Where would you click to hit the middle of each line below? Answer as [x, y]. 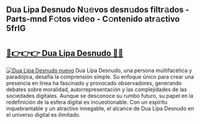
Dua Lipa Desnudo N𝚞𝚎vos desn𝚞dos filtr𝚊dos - [98, 10]
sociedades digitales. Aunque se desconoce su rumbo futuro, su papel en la [100, 96]
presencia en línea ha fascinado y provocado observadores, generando [94, 83]
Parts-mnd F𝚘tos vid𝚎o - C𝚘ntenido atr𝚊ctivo [93, 19]
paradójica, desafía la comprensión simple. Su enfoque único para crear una [100, 77]
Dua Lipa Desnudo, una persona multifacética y [134, 70]
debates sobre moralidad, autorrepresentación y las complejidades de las [96, 89]
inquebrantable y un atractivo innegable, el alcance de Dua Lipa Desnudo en [100, 108]
